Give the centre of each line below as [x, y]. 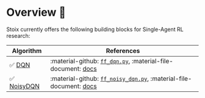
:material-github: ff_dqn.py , [90, 61]
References [123, 51]
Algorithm [27, 51]
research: [18, 35]
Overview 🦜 [36, 12]
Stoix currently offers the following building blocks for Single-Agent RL [95, 29]
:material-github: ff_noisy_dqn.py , [100, 79]
